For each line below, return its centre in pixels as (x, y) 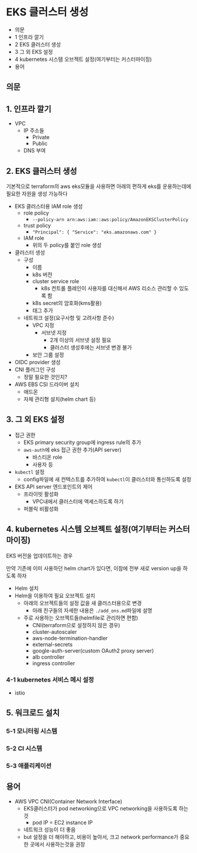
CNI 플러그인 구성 (35, 369)
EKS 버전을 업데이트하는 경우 (40, 556)
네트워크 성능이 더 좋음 (50, 829)
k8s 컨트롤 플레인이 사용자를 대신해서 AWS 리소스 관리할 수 (109, 288)
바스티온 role (47, 457)
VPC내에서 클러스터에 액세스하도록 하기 (78, 501)
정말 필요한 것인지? (45, 377)
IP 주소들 (34, 131)
